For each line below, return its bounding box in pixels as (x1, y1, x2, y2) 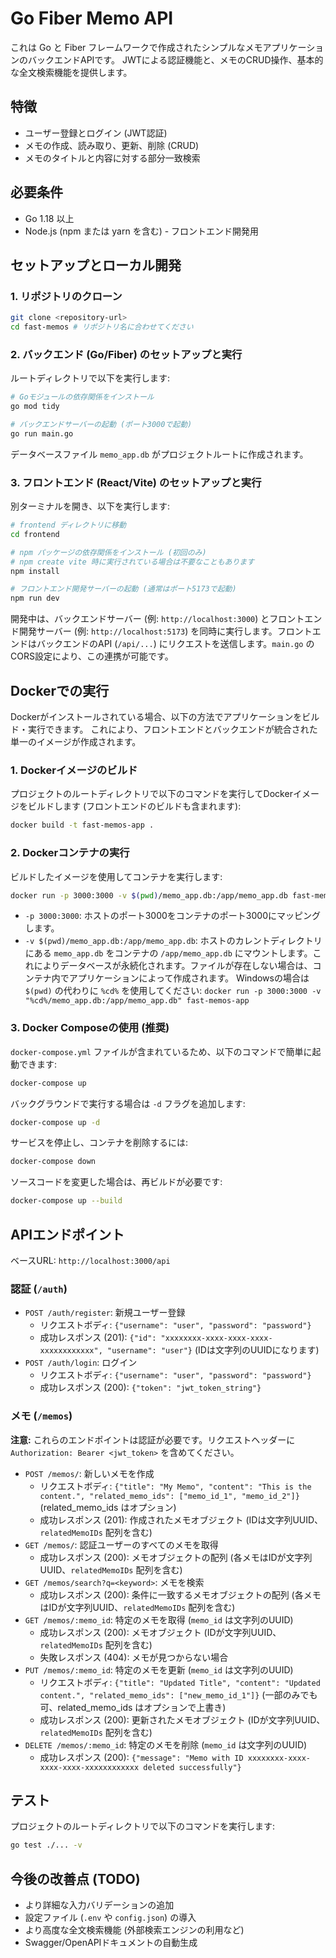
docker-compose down (10, 1157, 97, 1167)
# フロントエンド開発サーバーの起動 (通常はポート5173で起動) (10, 584, 237, 594)
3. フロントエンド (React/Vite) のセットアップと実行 (10, 475, 262, 489)
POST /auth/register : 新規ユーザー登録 (24, 1307, 186, 1319)
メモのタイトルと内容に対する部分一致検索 (24, 152, 201, 164)
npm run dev (10, 593, 60, 604)
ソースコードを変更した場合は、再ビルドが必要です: (10, 1176, 223, 1188)
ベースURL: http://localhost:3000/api (10, 1254, 171, 1266)
